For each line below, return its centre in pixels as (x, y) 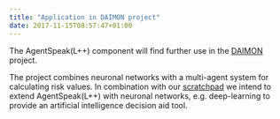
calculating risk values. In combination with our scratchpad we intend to (140, 86)
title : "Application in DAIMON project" (85, 17)
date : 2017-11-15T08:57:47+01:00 (71, 26)
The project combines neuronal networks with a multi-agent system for (139, 77)
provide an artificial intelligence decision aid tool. (98, 105)
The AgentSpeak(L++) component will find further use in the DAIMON (136, 50)
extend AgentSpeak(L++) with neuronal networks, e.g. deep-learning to (140, 96)
